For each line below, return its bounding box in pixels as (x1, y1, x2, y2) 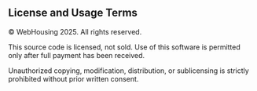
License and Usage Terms (8, 6, 138, 20)
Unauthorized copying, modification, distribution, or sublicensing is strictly (8, 66, 249, 75)
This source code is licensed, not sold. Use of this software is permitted (8, 42, 241, 52)
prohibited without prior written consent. (8, 74, 139, 83)
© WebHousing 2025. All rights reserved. (8, 27, 142, 36)
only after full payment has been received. (8, 50, 145, 60)
